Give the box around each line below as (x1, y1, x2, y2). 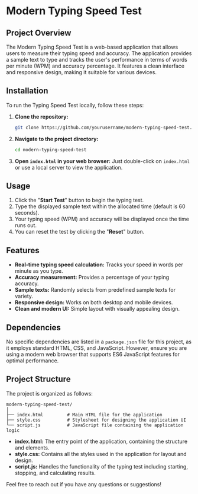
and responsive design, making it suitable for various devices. (6, 69, 157, 75)
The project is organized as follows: (6, 390, 93, 397)
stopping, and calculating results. (14, 469, 96, 476)
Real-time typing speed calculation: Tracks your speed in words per (14, 261, 183, 268)
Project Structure (6, 374, 71, 384)
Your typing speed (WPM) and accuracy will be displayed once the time (14, 215, 189, 223)
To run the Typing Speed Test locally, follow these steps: (6, 101, 144, 109)
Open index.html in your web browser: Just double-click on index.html (14, 157, 190, 164)
